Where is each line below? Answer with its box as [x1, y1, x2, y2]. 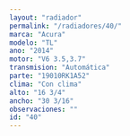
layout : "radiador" [9, 13, 82, 22]
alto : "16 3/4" [9, 88, 66, 97]
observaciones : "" [9, 105, 78, 114]
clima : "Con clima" [9, 80, 82, 89]
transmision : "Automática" [9, 64, 110, 72]
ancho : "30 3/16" [9, 96, 74, 106]
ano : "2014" [9, 47, 54, 55]
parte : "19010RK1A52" [9, 72, 91, 81]
